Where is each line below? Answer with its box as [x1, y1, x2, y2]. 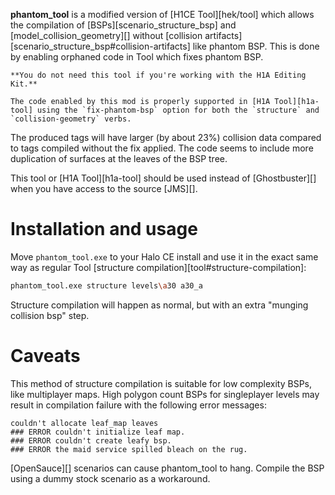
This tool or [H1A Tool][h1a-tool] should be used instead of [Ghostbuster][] [10, 172, 317, 184]
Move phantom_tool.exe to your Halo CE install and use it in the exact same [10, 250, 319, 263]
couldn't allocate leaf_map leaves [10, 418, 159, 428]
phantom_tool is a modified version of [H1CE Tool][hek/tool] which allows [10, 9, 315, 20]
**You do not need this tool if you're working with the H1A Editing [10, 70, 307, 80]
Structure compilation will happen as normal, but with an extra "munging [10, 299, 309, 311]
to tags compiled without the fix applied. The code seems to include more [10, 142, 314, 154]
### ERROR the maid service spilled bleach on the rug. [10, 444, 248, 454]
